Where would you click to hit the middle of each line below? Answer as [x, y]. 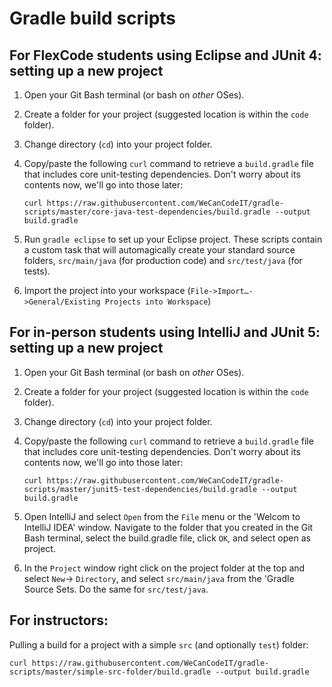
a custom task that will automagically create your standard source [159, 250]
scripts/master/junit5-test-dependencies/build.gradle [140, 489]
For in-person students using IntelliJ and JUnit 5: [165, 332]
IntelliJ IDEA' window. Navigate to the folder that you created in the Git [168, 527]
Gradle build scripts [93, 18]
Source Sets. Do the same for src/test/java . [116, 589]
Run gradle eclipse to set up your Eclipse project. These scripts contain [173, 239]
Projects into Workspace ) [158, 301]
